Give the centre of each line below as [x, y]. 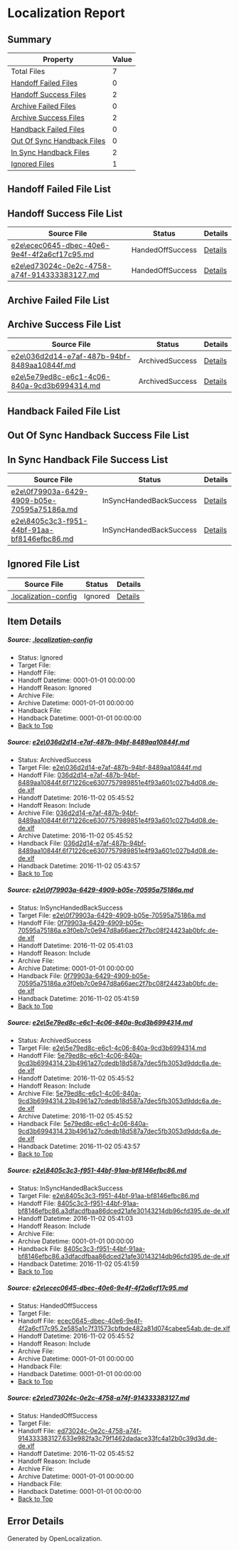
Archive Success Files [48, 118]
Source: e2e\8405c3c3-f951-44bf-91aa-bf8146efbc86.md [97, 1170]
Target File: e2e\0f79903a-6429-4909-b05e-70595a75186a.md [112, 915]
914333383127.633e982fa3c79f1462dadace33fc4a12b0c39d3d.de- [117, 1438]
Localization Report [67, 13]
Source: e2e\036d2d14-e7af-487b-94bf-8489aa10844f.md [99, 742]
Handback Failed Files [48, 129]
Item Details [34, 621]
